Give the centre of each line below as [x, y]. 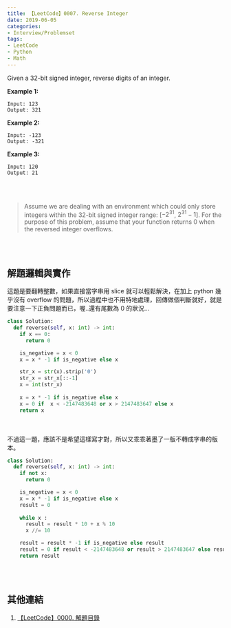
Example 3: [23, 154]
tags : [15, 39]
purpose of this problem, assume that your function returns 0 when [119, 222]
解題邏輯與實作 [39, 273]
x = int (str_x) [41, 385]
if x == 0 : [35, 334]
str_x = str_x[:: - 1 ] [49, 378]
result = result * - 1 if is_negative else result [92, 543]
